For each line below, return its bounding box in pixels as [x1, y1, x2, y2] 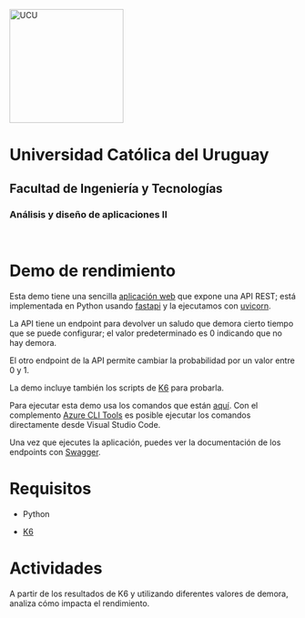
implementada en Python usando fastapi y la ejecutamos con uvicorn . [9, 300, 271, 311]
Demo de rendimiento [9, 260, 176, 281]
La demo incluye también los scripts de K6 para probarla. [9, 382, 225, 393]
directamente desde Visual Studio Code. [9, 419, 161, 430]
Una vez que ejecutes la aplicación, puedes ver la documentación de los [9, 437, 281, 448]
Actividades [9, 558, 103, 578]
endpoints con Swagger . [9, 446, 102, 457]
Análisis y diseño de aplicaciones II [9, 208, 168, 220]
